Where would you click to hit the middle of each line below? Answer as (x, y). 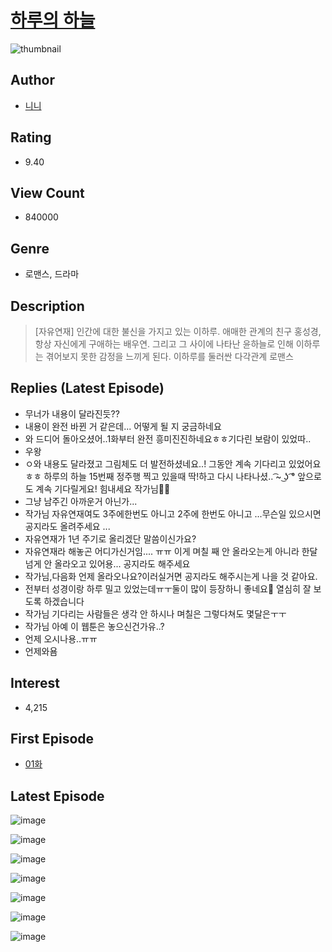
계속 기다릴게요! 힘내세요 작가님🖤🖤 (103, 488)
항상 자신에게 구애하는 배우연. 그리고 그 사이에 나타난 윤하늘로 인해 (164, 344)
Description (47, 306)
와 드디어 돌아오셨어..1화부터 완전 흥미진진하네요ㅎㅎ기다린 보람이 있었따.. (168, 438)
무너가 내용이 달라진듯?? (72, 413)
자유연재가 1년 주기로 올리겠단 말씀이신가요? (110, 538)
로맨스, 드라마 (52, 274)
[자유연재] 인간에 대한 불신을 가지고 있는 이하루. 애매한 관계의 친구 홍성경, (178, 331)
